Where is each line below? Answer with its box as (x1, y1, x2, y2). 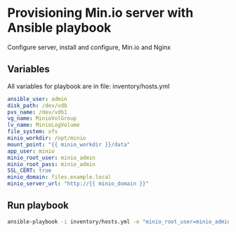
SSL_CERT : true (7, 167, 52, 175)
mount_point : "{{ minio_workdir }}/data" (7, 141, 131, 148)
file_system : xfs (7, 128, 58, 135)
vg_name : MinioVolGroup (7, 115, 77, 122)
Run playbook (7, 200, 69, 212)
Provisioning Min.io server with (7, 5, 194, 21)
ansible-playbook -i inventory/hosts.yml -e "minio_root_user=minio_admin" (7, 218, 234, 225)
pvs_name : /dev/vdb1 (7, 109, 68, 116)
